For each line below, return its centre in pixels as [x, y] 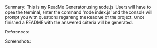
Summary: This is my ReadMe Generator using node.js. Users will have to [78, 7]
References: [17, 32]
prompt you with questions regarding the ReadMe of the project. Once [75, 17]
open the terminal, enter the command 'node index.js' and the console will [79, 12]
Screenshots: [18, 41]
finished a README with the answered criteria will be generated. [69, 22]
